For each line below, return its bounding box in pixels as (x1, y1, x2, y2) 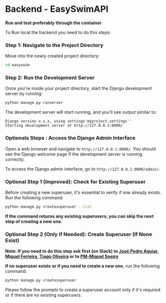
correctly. (5, 156, 25, 162)
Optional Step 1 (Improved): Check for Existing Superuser (5, 178, 146, 185)
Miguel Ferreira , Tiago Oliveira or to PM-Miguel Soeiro (5, 254, 118, 260)
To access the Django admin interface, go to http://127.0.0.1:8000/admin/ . (5, 166, 160, 172)
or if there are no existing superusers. (5, 292, 82, 298)
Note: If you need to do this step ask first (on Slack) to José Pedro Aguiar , (5, 248, 159, 254)
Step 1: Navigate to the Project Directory (5, 42, 104, 48)
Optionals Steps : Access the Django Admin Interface (5, 134, 136, 141)
